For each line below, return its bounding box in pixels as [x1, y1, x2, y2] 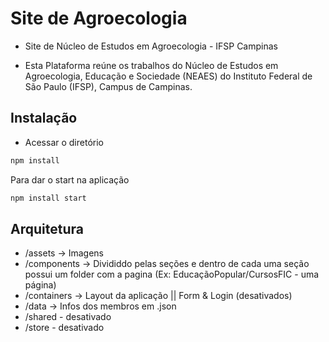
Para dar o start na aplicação [10, 173, 130, 186]
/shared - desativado [24, 311, 112, 323]
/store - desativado [24, 322, 105, 334]
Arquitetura [10, 220, 84, 237]
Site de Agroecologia [10, 7, 188, 30]
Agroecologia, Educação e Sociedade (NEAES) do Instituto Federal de [24, 70, 313, 82]
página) [24, 279, 57, 291]
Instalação [10, 110, 78, 127]
